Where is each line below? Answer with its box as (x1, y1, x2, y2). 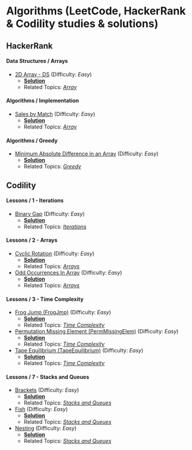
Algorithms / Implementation (6, 97, 79, 104)
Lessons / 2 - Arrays (6, 236, 58, 244)
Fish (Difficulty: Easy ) (14, 406, 68, 413)
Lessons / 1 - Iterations (6, 197, 64, 204)
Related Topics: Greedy (23, 163, 82, 170)
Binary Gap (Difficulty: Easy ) (14, 210, 85, 217)
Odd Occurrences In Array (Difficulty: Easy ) (14, 269, 122, 276)
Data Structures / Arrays (6, 57, 69, 65)
